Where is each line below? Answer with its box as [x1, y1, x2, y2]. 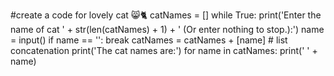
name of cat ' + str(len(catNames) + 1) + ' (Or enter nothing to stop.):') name [10, 24, 325, 35]
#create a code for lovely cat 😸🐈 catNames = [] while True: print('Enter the [10, 9, 322, 21]
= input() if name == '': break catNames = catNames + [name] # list [10, 34, 288, 46]
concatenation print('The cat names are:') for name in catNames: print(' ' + [10, 45, 318, 56]
